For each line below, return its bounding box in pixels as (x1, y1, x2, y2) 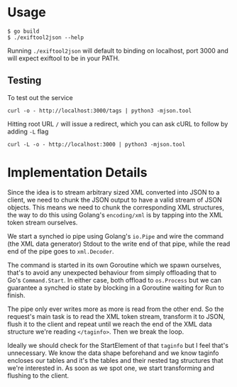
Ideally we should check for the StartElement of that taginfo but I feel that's (7, 341, 229, 349)
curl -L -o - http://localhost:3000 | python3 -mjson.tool (7, 141, 186, 148)
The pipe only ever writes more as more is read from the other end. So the (7, 305, 224, 313)
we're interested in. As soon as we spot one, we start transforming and (7, 364, 215, 372)
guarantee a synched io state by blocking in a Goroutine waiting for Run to (7, 283, 225, 292)
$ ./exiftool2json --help (7, 33, 84, 41)
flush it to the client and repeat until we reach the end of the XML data (7, 320, 212, 328)
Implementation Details (7, 164, 148, 180)
